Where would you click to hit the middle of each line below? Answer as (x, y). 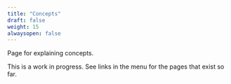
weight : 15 (23, 27)
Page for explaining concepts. (51, 53)
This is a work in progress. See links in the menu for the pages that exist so (116, 66)
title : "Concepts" (34, 14)
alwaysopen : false (34, 33)
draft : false (26, 20)
